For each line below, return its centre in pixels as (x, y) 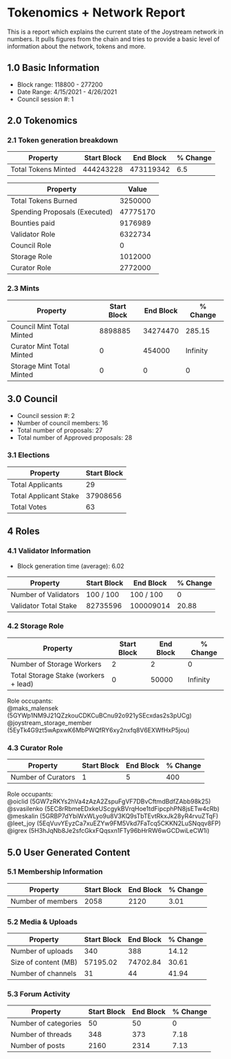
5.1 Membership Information (55, 872)
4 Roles (23, 532)
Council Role (31, 245)
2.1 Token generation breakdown (63, 140)
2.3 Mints (23, 289)
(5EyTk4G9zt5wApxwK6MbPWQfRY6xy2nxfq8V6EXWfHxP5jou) (99, 730)
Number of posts (38, 1046)
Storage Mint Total (40, 366)
